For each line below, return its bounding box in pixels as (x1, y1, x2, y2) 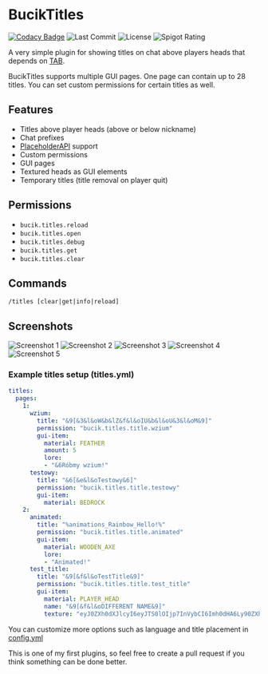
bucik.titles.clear (19, 255, 85, 263)
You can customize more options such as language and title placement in (8, 624, 249, 634)
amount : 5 (43, 446, 77, 454)
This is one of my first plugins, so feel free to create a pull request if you (8, 648, 245, 658)
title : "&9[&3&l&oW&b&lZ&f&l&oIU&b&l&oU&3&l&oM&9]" (37, 417, 213, 425)
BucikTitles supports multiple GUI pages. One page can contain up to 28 (8, 71, 246, 81)
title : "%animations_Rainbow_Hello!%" (37, 521, 166, 529)
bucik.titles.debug (19, 238, 85, 246)
